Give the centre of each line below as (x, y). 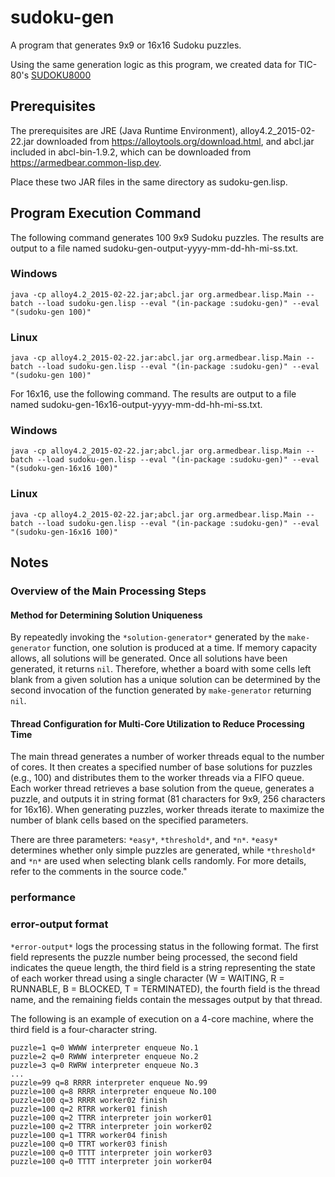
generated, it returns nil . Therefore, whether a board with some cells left (161, 669)
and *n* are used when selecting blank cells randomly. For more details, (158, 861)
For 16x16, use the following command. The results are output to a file (153, 394)
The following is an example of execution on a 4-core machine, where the (162, 1018)
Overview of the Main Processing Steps (108, 591)
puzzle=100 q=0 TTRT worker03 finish (89, 1144)
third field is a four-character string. (84, 1029)
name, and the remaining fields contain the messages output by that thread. (166, 999)
